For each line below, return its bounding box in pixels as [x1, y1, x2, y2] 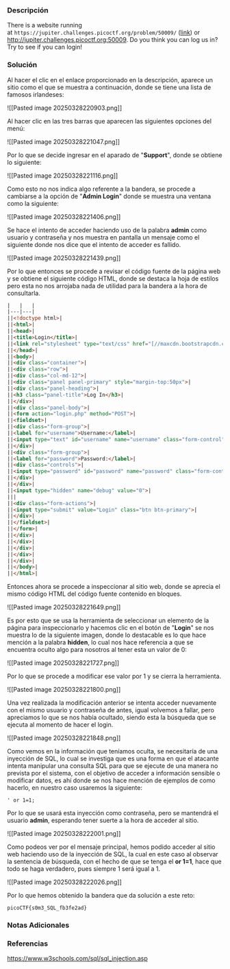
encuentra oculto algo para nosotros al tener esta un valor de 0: [7, 646, 187, 654]
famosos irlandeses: [7, 90, 64, 98]
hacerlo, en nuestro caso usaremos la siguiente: [7, 784, 142, 792]
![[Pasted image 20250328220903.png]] [7, 104, 123, 112]
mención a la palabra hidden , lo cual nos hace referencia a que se [7, 638, 194, 646]
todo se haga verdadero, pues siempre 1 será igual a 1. [7, 865, 161, 873]
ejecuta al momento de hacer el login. [7, 721, 114, 729]
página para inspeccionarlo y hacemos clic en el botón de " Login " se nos [7, 624, 214, 632]
